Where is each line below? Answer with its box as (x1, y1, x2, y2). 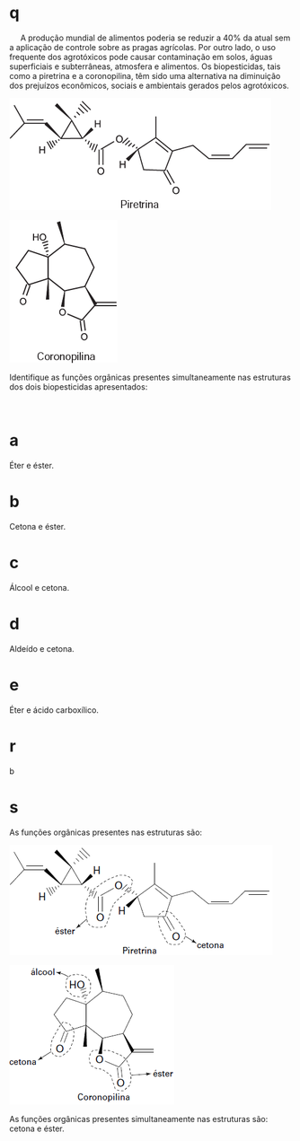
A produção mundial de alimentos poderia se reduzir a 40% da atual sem (20, 32, 291, 43)
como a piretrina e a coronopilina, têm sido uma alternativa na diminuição (9, 70, 281, 81)
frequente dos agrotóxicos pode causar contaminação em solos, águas (9, 51, 273, 62)
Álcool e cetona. (9, 582, 70, 592)
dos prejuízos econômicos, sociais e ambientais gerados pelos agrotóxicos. (9, 80, 289, 91)
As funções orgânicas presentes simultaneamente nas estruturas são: (9, 1113, 269, 1124)
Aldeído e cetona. (9, 643, 75, 654)
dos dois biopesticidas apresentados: (9, 381, 148, 392)
